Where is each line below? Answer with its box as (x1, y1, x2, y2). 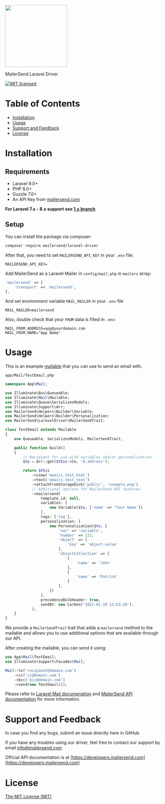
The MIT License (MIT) (5, 794, 52, 800)
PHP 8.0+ (12, 186, 32, 192)
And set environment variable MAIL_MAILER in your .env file (5, 298, 124, 304)
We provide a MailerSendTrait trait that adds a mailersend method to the (5, 625, 153, 631)
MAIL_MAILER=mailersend (5, 308, 55, 313)
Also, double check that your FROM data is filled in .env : (5, 317, 116, 323)
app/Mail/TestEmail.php (5, 373, 55, 378)
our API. (5, 635, 22, 641)
